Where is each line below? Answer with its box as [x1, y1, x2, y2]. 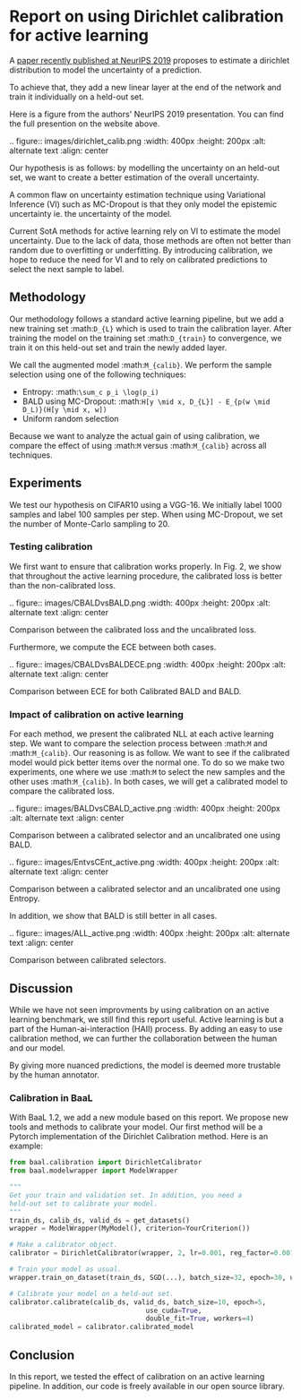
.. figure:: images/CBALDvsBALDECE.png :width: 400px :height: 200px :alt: [9, 658, 287, 669]
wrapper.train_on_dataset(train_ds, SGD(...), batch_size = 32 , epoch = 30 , [9, 1273, 287, 1282]
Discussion [9, 981, 73, 996]
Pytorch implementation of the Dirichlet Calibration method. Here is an [9, 1131, 269, 1142]
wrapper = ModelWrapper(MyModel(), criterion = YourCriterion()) [9, 1224, 251, 1233]
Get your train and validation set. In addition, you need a [9, 1190, 243, 1199]
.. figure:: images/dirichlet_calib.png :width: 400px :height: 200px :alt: [9, 135, 267, 146]
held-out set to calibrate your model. [9, 1198, 159, 1208]
